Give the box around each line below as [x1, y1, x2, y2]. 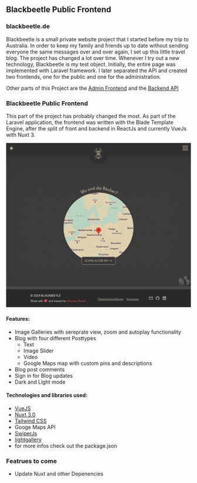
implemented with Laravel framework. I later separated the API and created [6, 67, 188, 74]
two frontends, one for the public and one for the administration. [6, 73, 161, 80]
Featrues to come [6, 457, 57, 465]
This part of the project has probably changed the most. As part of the [6, 112, 176, 119]
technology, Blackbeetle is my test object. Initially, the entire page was [6, 61, 176, 68]
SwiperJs [14, 430, 38, 437]
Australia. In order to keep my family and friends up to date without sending [6, 42, 189, 49]
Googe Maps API [14, 423, 56, 431]
